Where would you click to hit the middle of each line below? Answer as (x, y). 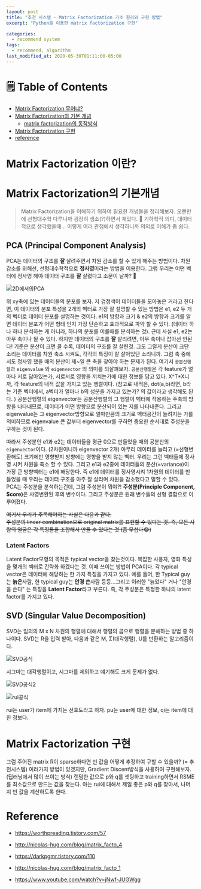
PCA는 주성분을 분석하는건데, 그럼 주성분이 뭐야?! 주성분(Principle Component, (100, 486)
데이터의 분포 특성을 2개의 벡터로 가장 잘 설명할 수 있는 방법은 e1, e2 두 (103, 309)
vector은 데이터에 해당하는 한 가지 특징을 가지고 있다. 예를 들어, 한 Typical (93, 574)
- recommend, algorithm (41, 51)
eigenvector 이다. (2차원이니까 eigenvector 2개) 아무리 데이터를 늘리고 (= (93, 449)
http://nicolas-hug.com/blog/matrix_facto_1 (68, 867)
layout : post (22, 12)
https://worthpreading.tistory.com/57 (60, 833)
